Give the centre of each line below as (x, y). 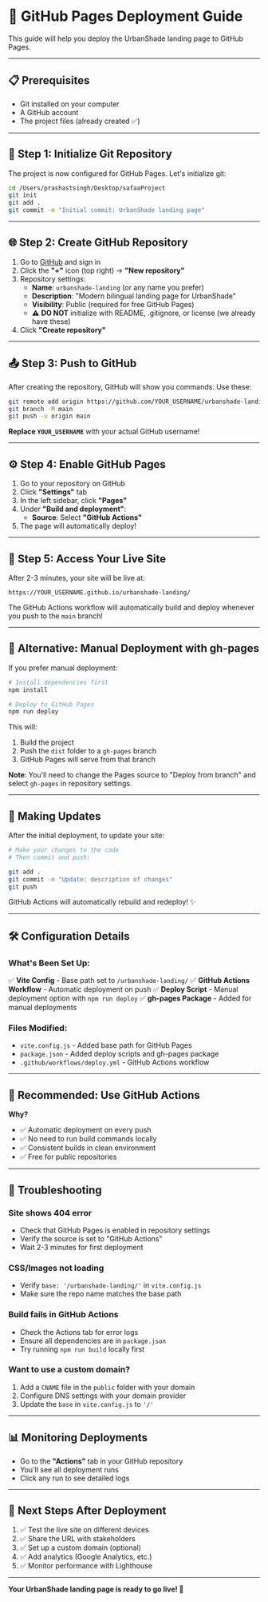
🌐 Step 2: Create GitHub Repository (99, 243)
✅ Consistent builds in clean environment (88, 1148)
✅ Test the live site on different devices (84, 1530)
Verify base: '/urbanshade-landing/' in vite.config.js (110, 1285)
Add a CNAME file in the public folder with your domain (107, 1387)
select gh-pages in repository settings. (70, 784)
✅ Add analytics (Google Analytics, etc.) (86, 1557)
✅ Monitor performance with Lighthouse (86, 1566)
